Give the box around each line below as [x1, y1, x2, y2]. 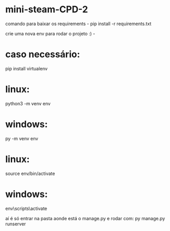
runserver [5, 221, 26, 227]
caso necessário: [5, 49, 80, 60]
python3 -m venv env [5, 100, 51, 106]
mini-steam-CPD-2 [5, 4, 88, 15]
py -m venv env [5, 135, 38, 142]
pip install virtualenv [5, 65, 48, 71]
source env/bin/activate [5, 170, 55, 177]
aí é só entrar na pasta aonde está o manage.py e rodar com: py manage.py [5, 215, 165, 221]
